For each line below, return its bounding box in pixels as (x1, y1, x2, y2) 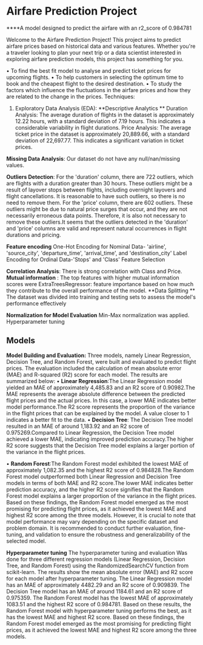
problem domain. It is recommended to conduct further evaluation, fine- (6, 524, 186, 532)
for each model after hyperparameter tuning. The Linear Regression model (6, 575, 192, 582)
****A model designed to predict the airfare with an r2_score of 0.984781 (6, 24, 192, 32)
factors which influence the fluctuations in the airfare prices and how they (6, 86, 191, 93)
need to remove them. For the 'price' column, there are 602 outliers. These (6, 199, 193, 206)
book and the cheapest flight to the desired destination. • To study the (6, 80, 182, 87)
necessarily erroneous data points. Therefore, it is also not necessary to (6, 212, 186, 219)
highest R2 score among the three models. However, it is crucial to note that (6, 511, 196, 519)
